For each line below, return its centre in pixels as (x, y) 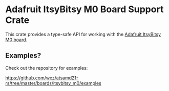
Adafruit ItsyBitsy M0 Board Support (84, 9)
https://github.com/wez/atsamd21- (42, 78)
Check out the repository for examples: (47, 68)
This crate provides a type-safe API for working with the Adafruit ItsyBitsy (83, 34)
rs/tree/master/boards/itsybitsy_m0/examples (53, 83)
